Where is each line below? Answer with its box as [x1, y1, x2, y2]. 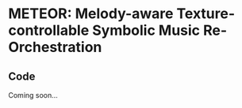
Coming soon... [8, 91, 58, 99]
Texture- [176, 5, 236, 23]
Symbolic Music [92, 21, 201, 39]
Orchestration [8, 39, 102, 56]
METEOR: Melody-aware [8, 5, 174, 23]
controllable [8, 21, 90, 39]
